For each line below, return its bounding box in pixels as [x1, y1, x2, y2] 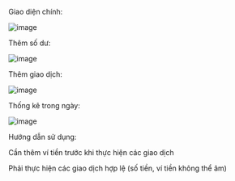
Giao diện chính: [8, 7, 63, 16]
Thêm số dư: [8, 38, 51, 48]
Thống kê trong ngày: [8, 101, 81, 110]
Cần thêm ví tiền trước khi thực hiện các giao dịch [8, 148, 174, 157]
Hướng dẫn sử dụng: [8, 133, 77, 141]
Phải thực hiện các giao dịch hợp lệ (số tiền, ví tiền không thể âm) [8, 163, 227, 173]
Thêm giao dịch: [8, 69, 63, 79]
